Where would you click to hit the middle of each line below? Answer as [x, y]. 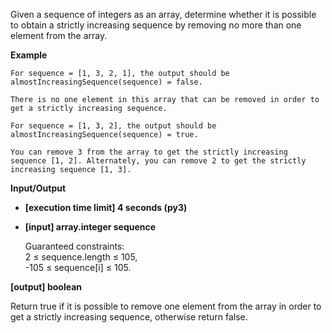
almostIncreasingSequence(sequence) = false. [106, 82]
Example [29, 55]
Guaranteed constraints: [74, 246]
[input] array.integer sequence [90, 227]
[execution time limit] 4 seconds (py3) [106, 207]
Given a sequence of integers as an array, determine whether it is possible [163, 14]
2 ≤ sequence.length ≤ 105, [81, 257]
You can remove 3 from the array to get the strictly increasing [149, 152]
